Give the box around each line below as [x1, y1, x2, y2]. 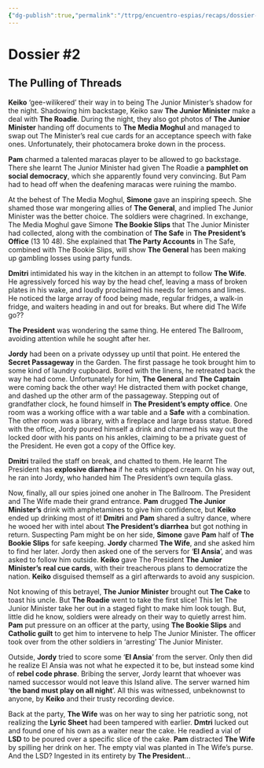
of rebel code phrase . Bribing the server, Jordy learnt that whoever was [8, 669, 241, 678]
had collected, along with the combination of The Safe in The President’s [8, 228, 246, 237]
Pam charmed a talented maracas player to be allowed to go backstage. [8, 154, 241, 164]
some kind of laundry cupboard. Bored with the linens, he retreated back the [8, 366, 255, 375]
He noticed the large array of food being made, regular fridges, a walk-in [8, 293, 244, 303]
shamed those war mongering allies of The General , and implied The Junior [8, 203, 254, 212]
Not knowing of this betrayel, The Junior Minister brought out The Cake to [8, 586, 251, 596]
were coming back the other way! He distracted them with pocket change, [8, 382, 248, 391]
